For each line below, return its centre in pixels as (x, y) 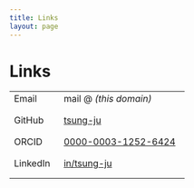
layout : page (34, 26)
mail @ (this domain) (107, 99)
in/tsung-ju (87, 163)
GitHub (29, 121)
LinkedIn (32, 163)
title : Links (34, 18)
